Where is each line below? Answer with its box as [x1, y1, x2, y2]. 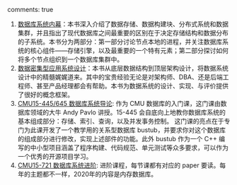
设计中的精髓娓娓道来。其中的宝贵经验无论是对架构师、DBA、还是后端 [17, 73, 223, 81]
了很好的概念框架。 [17, 90, 74, 99]
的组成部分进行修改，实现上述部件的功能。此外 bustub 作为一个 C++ [17, 135, 218, 143]
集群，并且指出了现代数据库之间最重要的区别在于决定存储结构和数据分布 [17, 29, 229, 37]
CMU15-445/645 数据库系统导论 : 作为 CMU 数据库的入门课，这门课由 [17, 100, 221, 107]
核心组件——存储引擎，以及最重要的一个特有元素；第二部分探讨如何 [30, 47, 229, 54]
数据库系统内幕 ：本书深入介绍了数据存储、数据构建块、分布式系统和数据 [17, 20, 229, 28]
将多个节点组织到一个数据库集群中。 [17, 55, 124, 64]
